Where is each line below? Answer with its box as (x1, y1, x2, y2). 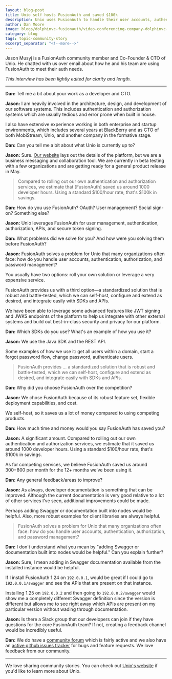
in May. (5, 168, 21, 174)
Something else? (14, 210, 50, 216)
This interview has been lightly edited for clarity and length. (5, 75, 132, 82)
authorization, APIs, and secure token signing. (5, 225, 102, 231)
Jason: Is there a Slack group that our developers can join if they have (5, 616, 154, 622)
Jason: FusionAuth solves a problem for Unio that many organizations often (5, 251, 165, 257)
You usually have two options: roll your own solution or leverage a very (5, 271, 155, 277)
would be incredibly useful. (5, 627, 62, 633)
